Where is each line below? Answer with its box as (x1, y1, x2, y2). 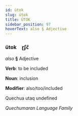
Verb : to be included (5, 65, 48, 72)
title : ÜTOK (5, 17, 30, 22)
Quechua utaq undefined (5, 95, 57, 101)
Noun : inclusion (5, 75, 38, 82)
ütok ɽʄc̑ (5, 44, 29, 51)
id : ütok (5, 7, 24, 13)
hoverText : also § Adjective (5, 27, 67, 32)
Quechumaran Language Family (5, 105, 73, 111)
